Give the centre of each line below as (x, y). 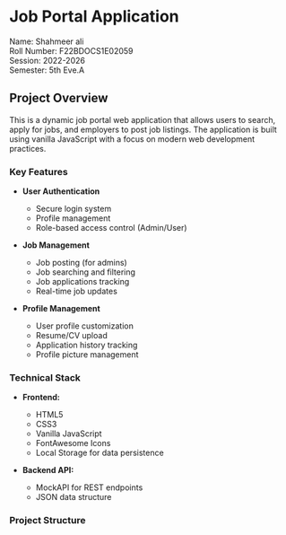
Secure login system (74, 209)
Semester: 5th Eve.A (47, 70)
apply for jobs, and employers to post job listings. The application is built (143, 129)
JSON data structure (74, 497)
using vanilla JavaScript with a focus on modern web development (132, 139)
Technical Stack (45, 377)
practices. (28, 148)
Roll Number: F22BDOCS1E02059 (71, 50)
